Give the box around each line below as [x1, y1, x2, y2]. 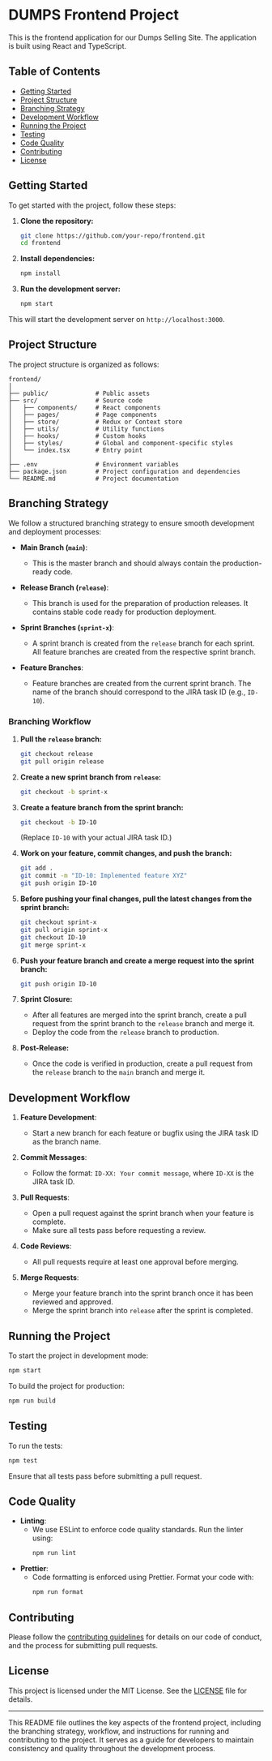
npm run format [32, 1588, 83, 1596]
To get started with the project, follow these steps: [8, 200, 176, 210]
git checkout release [19, 749, 93, 758]
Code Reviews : [19, 1241, 72, 1251]
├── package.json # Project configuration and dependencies [8, 467, 241, 475]
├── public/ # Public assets [8, 389, 151, 397]
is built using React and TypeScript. [8, 41, 127, 50]
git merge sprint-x [19, 941, 87, 949]
